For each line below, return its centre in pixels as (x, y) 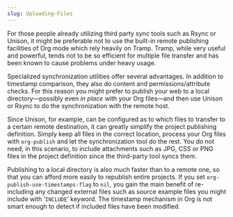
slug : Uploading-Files (40, 14)
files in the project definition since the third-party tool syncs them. (102, 156)
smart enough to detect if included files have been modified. (94, 206)
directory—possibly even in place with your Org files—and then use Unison (115, 98)
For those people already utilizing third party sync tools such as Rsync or (112, 33)
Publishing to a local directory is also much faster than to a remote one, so (114, 169)
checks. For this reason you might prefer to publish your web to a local (109, 91)
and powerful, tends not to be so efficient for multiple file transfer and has (113, 55)
